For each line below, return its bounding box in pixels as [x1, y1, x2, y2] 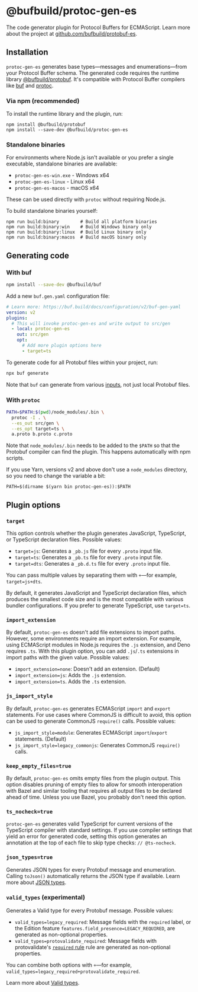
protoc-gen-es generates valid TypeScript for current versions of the [6, 820, 173, 828]
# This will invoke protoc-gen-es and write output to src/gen [11, 320, 170, 327]
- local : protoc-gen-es [11, 326, 70, 332]
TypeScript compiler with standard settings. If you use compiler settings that [6, 827, 192, 834]
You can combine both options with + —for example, [6, 961, 132, 968]
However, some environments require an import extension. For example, [6, 635, 181, 642]
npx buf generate [6, 370, 49, 376]
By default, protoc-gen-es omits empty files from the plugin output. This [6, 774, 181, 782]
